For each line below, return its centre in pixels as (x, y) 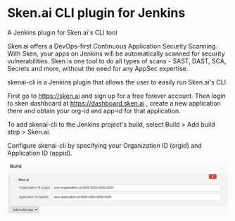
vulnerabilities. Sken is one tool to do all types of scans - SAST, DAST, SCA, (117, 61)
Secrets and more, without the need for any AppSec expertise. (98, 68)
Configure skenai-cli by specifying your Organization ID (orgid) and (104, 145)
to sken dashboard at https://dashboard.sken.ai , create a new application (114, 103)
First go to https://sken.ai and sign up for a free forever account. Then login (117, 96)
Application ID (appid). (40, 153)
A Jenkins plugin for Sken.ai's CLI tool (62, 32)
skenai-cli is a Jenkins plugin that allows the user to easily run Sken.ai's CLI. (118, 82)
